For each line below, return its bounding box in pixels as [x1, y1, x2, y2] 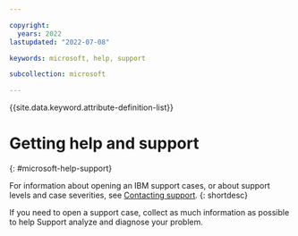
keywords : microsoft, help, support [9, 54, 146, 63]
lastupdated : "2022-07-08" [9, 38, 110, 46]
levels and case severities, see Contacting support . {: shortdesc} [9, 190, 249, 201]
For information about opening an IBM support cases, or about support [9, 181, 270, 191]
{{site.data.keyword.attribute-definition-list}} [9, 102, 175, 113]
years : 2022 [17, 29, 63, 38]
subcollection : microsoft [9, 70, 106, 79]
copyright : [9, 21, 50, 29]
